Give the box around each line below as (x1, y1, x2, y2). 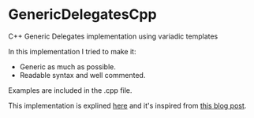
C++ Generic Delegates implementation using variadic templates (8, 31, 219, 41)
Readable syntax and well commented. (19, 70, 146, 79)
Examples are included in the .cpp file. (8, 85, 133, 95)
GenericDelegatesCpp (8, 6, 157, 24)
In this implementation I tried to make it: (8, 46, 136, 56)
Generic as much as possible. (19, 61, 116, 72)
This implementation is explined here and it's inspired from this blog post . (8, 101, 247, 110)
